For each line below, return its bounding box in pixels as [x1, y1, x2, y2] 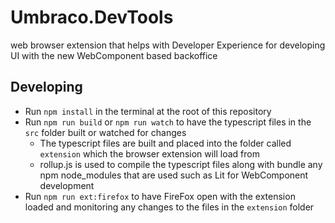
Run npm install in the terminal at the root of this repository [24, 105, 272, 117]
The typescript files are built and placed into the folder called [39, 137, 292, 149]
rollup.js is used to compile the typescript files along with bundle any [39, 158, 323, 170]
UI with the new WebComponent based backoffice [10, 49, 218, 61]
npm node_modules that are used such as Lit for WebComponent [39, 169, 309, 181]
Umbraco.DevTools [10, 6, 174, 29]
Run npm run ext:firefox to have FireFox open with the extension [24, 190, 296, 202]
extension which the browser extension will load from [39, 147, 260, 160]
